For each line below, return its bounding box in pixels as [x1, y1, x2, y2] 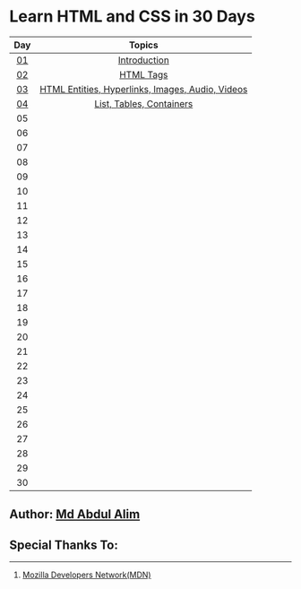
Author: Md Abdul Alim [9, 507, 141, 522]
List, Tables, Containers [93, 97, 193, 109]
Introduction [117, 54, 170, 66]
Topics [128, 39, 159, 51]
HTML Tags [119, 68, 168, 81]
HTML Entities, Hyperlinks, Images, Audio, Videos [39, 82, 248, 95]
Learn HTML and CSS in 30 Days [9, 6, 255, 27]
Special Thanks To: [9, 537, 118, 552]
